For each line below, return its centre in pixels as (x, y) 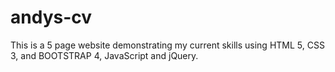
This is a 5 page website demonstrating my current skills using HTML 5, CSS (167, 45)
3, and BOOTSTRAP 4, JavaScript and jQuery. (104, 55)
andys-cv (51, 17)
